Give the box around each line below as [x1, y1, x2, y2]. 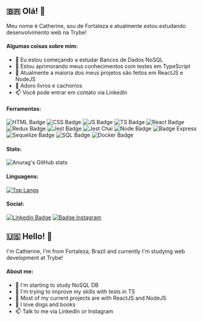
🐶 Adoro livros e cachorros [15, 82, 83, 89]
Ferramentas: [6, 105, 41, 112]
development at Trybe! [6, 254, 63, 261]
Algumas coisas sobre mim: [6, 43, 78, 50]
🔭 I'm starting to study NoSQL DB [15, 281, 99, 289]
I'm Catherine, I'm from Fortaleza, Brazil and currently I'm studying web [6, 247, 185, 255]
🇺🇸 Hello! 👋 [6, 232, 53, 242]
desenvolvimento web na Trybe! [6, 29, 87, 36]
